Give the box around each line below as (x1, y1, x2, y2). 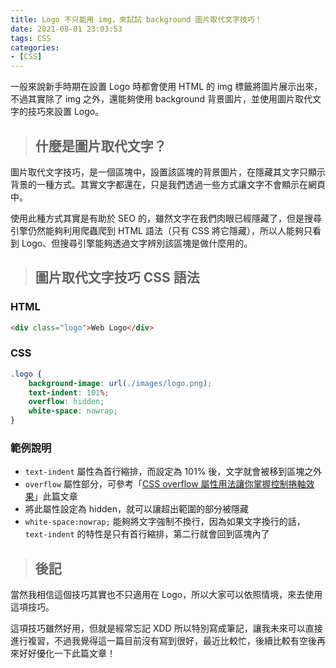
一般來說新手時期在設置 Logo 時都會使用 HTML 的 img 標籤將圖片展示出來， (10, 81, 323, 93)
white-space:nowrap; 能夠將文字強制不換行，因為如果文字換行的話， (24, 516, 306, 528)
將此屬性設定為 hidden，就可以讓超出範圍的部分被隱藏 (24, 503, 249, 515)
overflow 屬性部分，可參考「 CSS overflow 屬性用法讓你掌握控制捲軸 (24, 478, 307, 490)
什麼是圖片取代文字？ (34, 137, 167, 155)
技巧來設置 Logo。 (27, 106, 105, 118)
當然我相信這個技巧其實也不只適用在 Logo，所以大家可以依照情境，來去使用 (10, 589, 323, 601)
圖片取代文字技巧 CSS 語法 (34, 269, 200, 286)
